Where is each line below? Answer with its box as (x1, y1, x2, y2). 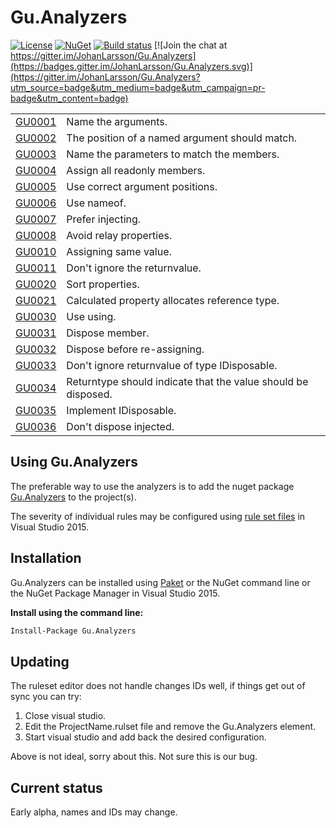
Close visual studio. (24, 710, 107, 722)
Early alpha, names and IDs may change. (10, 806, 178, 818)
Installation (10, 550, 82, 567)
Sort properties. (66, 277, 140, 291)
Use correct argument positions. (66, 179, 218, 193)
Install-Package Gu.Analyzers (10, 626, 137, 636)
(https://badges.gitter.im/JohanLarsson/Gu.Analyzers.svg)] (10, 60, 253, 72)
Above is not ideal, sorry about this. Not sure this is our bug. (10, 751, 258, 763)
